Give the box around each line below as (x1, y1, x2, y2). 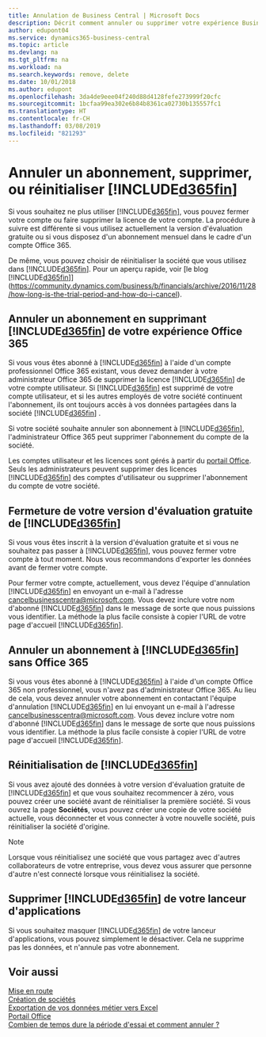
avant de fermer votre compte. (8, 563, 108, 573)
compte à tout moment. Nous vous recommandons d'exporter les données (8, 555, 252, 564)
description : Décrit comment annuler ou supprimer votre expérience (8, 19, 239, 27)
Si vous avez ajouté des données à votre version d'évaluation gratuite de (8, 780, 245, 789)
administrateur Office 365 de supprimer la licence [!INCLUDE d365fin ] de (8, 375, 245, 384)
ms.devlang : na (8, 48, 59, 56)
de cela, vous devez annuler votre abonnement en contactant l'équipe (8, 694, 237, 703)
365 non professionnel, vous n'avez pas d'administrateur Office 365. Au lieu (8, 685, 256, 694)
